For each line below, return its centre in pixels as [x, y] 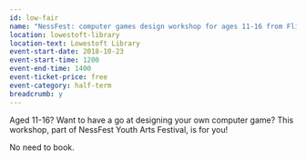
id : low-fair [34, 18]
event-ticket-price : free [58, 77]
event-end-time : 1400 [51, 69]
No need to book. [42, 147]
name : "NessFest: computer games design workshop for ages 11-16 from [146, 26]
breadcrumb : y [36, 94]
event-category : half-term [61, 85]
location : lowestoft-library [65, 35]
